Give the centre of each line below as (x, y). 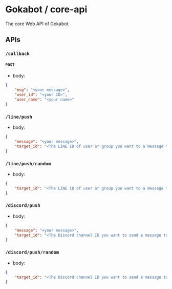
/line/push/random (28, 163)
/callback (17, 54)
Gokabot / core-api (46, 9)
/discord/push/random (32, 252)
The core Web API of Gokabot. (38, 24)
